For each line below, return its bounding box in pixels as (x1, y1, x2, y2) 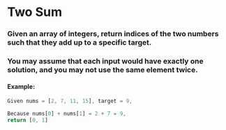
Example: (7, 82, 36, 90)
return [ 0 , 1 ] (7, 116, 49, 124)
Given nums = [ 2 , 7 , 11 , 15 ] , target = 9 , (7, 98, 133, 105)
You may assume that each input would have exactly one (7, 56, 204, 66)
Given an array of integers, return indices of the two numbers (7, 29, 219, 39)
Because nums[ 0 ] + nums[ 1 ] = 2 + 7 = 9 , (7, 111, 127, 117)
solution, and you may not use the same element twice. (7, 65, 198, 75)
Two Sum (7, 4, 63, 20)
